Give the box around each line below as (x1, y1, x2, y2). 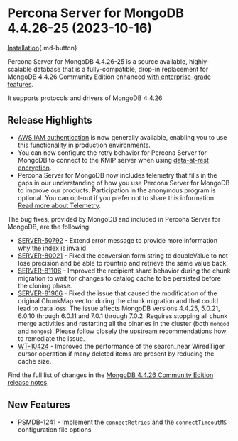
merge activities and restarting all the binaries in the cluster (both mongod (17, 319, 229, 327)
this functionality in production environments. (17, 141, 151, 149)
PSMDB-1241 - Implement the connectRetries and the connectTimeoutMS (17, 418, 227, 426)
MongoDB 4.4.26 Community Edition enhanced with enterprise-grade (7, 72, 212, 81)
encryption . (17, 163, 52, 172)
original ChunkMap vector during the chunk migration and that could (17, 296, 219, 305)
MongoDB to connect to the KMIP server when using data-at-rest (17, 156, 210, 164)
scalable (7, 65, 32, 73)
